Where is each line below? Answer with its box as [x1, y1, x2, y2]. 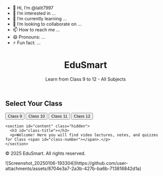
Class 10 [28, 114, 45, 119]
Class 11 [51, 114, 68, 119]
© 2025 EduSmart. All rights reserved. [5, 150, 86, 157]
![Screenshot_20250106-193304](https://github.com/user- [5, 160, 128, 166]
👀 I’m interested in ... [12, 10, 56, 16]
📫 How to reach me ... [12, 27, 60, 32]
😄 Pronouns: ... [12, 34, 46, 40]
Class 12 [73, 114, 91, 119]
